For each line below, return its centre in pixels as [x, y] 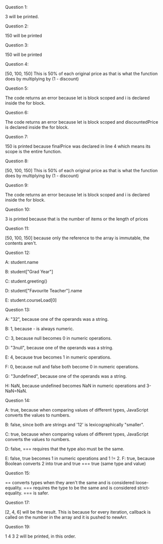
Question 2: [17, 26]
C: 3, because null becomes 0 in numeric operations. [58, 338]
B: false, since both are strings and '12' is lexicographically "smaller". [75, 425]
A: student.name [22, 262]
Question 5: [17, 88]
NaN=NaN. [16, 391]
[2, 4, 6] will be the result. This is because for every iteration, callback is [78, 512]
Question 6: [17, 113]
